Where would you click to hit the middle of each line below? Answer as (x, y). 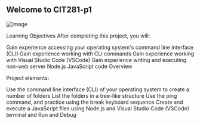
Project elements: (28, 77)
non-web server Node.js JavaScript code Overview (69, 66)
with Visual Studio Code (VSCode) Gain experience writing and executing (96, 60)
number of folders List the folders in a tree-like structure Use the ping (92, 95)
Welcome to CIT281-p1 (49, 10)
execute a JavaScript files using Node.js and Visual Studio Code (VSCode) (98, 108)
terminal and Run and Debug (41, 114)
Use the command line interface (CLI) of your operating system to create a (98, 89)
